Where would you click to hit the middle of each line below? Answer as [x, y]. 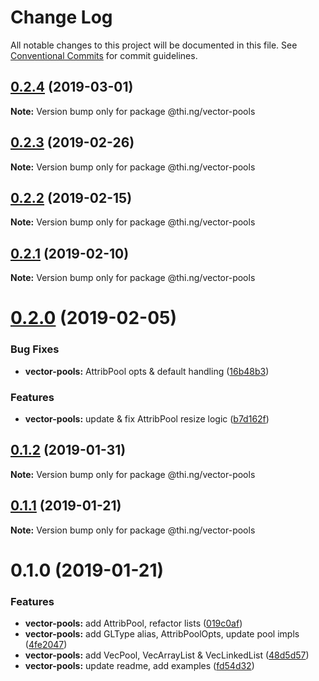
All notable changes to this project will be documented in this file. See [154, 45]
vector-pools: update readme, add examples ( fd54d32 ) [139, 666]
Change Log [61, 17]
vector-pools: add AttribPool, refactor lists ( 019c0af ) [133, 623]
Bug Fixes [35, 349]
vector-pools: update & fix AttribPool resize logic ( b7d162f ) [147, 418]
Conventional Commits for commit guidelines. [104, 55]
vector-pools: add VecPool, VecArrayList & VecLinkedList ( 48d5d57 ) [167, 655]
